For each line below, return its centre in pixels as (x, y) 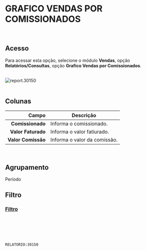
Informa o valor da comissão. (84, 140)
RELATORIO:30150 (22, 245)
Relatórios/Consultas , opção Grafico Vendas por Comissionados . (73, 65)
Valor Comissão (27, 140)
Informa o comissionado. (79, 123)
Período (13, 179)
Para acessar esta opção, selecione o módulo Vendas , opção (68, 60)
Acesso (17, 48)
